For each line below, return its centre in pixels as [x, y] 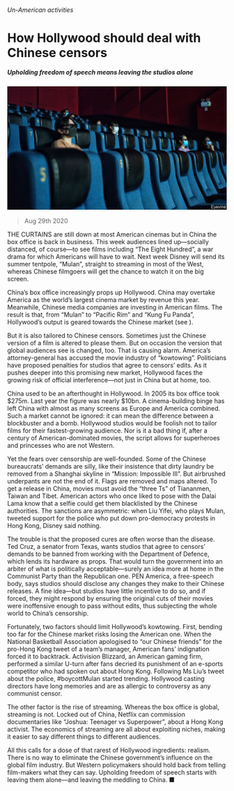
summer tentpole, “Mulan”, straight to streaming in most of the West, [106, 264]
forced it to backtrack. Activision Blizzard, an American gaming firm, [105, 656]
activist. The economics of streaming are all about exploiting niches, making [116, 730]
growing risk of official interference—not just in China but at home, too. [109, 380]
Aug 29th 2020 [46, 221]
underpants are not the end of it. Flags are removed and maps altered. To [112, 481]
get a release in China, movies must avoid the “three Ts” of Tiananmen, [109, 489]
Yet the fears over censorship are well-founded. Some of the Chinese [107, 459]
